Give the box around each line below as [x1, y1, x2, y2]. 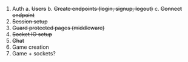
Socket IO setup [12, 31, 53, 38]
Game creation [12, 43, 50, 51]
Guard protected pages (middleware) [12, 24, 105, 31]
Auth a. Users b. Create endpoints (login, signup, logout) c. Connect [12, 5, 182, 12]
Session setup [12, 18, 48, 25]
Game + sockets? [12, 50, 56, 57]
